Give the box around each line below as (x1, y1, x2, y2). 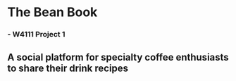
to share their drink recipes (7, 62, 129, 74)
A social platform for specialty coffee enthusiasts (7, 51, 229, 63)
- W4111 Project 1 (7, 30, 66, 39)
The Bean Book (7, 4, 98, 20)
